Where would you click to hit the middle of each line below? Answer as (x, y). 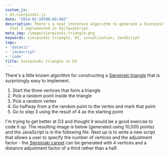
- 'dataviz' (17, 47)
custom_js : (16, 10)
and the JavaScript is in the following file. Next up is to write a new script (80, 132)
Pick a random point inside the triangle (52, 96)
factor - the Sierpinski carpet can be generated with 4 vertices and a (76, 143)
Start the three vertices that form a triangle (56, 90)
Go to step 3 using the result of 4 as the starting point (68, 112)
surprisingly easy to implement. (37, 81)
